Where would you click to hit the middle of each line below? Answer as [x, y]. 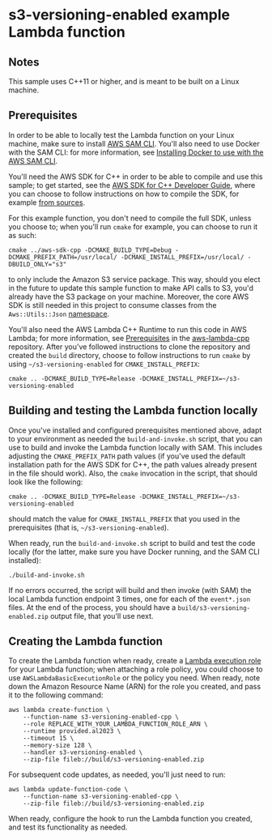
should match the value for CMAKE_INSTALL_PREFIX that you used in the [124, 518]
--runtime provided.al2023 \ [72, 731]
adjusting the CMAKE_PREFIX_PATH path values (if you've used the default [127, 456]
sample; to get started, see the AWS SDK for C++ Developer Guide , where [132, 185]
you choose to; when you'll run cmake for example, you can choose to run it [133, 226]
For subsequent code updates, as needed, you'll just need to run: [117, 774]
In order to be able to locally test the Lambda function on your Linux [121, 134]
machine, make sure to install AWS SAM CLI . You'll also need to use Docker [134, 143]
